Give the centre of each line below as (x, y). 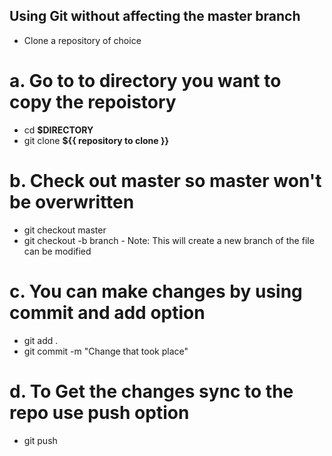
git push (40, 440)
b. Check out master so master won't (165, 180)
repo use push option (99, 412)
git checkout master (65, 230)
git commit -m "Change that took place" (106, 351)
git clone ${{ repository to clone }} (96, 140)
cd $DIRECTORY (58, 130)
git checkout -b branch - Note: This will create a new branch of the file (169, 240)
